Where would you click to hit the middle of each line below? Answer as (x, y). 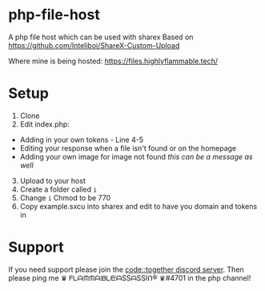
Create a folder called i (58, 189)
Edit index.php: (44, 124)
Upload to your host (52, 180)
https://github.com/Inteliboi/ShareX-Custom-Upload (94, 45)
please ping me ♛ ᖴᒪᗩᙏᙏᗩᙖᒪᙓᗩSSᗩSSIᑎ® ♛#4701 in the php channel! (130, 277)
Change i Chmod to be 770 (65, 197)
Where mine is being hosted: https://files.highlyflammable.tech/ (113, 61)
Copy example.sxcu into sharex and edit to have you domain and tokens (139, 206)
